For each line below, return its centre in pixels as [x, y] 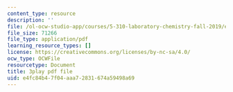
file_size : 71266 [32, 33]
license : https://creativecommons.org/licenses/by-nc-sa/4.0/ [99, 53]
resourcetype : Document [42, 65]
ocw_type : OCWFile [34, 59]
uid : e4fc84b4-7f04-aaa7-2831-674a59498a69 [71, 78]
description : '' [31, 20]
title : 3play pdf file [40, 71]
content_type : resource [42, 13]
